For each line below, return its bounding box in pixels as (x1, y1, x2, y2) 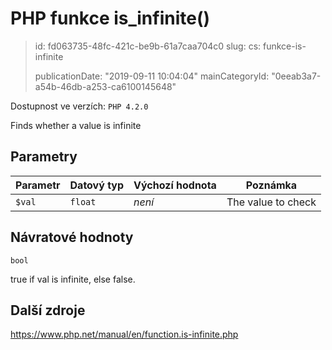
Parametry (10, 148, 78, 166)
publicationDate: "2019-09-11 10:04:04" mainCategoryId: (34, 70, 270, 82)
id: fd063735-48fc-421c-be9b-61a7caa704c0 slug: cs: (34, 40, 262, 52)
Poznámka (245, 178, 298, 192)
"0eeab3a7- (271, 70, 322, 82)
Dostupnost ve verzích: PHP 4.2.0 (10, 100, 149, 112)
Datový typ (69, 178, 125, 192)
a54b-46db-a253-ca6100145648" (34, 80, 177, 92)
